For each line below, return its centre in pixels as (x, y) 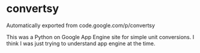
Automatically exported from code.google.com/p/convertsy (81, 25)
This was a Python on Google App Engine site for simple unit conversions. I (100, 37)
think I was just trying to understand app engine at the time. (81, 43)
